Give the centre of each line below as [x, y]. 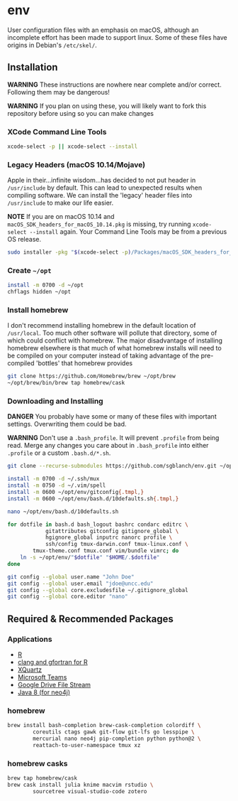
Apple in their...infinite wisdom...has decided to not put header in [102, 181]
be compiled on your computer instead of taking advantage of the [103, 356]
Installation [33, 67]
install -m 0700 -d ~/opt [45, 285]
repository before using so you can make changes [81, 113]
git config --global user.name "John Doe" [71, 577]
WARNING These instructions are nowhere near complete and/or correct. [114, 85]
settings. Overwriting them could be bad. [67, 424]
